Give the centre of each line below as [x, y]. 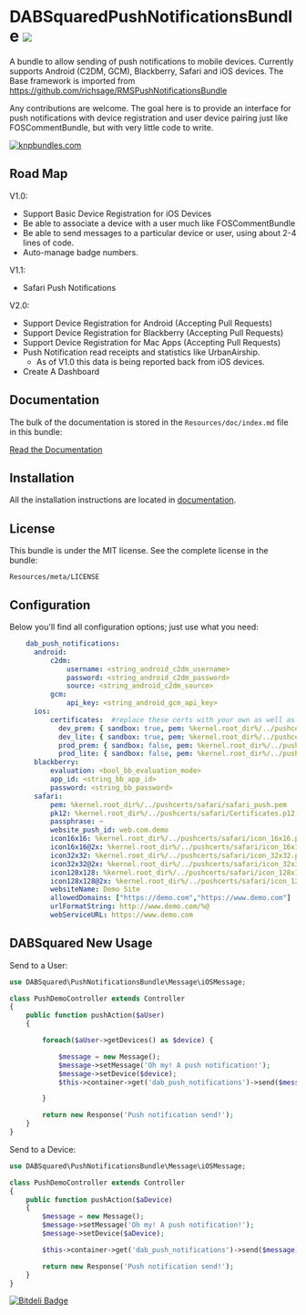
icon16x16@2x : [76, 847]
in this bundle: [36, 431]
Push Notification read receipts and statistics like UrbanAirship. [141, 352]
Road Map [39, 174]
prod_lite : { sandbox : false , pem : [126, 754]
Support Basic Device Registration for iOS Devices [117, 213]
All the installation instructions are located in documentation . [123, 500]
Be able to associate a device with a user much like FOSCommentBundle [159, 223]
